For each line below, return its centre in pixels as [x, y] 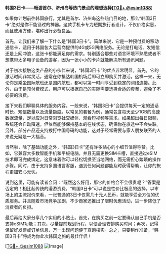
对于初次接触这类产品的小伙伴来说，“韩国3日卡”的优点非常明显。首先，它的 [82, 70]
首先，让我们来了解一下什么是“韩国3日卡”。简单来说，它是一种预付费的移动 [82, 41]
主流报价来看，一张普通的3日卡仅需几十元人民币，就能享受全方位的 [86, 195]
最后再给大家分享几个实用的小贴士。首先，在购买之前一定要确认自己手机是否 [83, 218]
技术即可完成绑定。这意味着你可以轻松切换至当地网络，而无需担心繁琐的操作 [83, 159]
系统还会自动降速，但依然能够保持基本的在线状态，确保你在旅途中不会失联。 [83, 124]
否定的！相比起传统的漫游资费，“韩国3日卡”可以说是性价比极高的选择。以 [80, 188]
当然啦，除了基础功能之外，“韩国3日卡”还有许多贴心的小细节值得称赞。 [78, 147]
